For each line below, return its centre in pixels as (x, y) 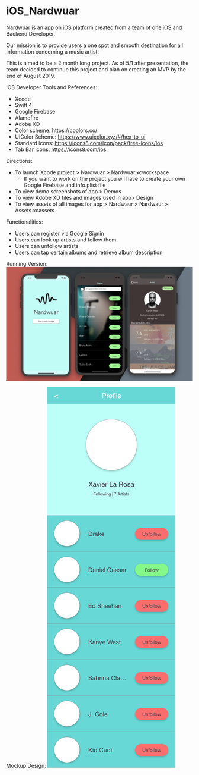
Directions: (19, 161)
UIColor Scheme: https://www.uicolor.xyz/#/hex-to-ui (80, 137)
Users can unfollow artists (46, 246)
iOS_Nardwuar (43, 11)
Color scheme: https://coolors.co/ (56, 130)
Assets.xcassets (35, 210)
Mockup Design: (26, 766)
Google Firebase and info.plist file (65, 185)
